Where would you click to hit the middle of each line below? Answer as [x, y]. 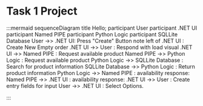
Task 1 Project [42, 11]
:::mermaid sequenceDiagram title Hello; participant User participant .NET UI [102, 28]
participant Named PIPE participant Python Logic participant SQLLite [92, 34]
